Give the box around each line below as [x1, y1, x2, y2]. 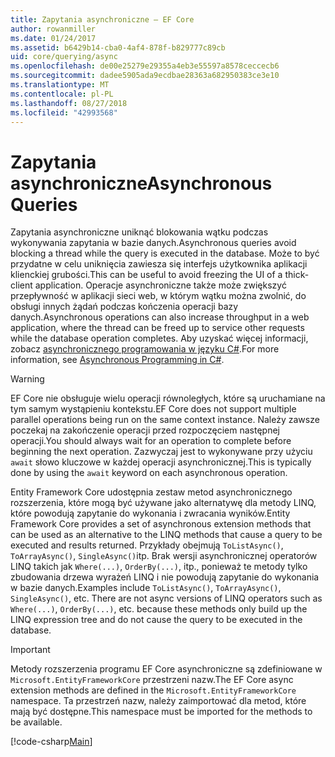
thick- [284, 269, 310, 281]
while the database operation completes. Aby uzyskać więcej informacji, [10, 332, 309, 345]
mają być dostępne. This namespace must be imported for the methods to [10, 706, 313, 718]
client [10, 279, 33, 291]
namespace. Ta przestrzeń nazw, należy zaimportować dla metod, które [10, 695, 307, 707]
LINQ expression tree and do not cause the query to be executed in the [10, 614, 303, 626]
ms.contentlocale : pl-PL [10, 89, 114, 99]
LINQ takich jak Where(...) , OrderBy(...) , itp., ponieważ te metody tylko [10, 561, 308, 573]
